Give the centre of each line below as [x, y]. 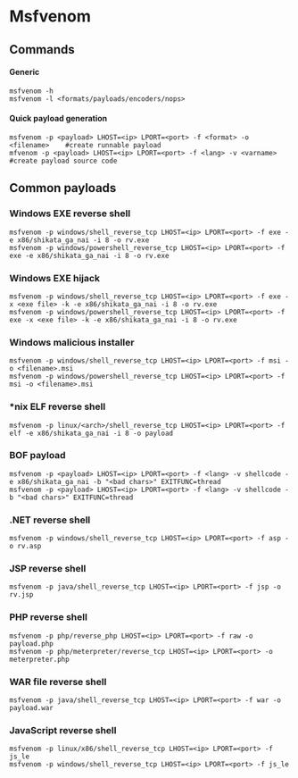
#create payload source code [63, 161]
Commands [42, 50]
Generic [25, 72]
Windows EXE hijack [55, 278]
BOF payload [37, 456]
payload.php [31, 644]
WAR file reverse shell [58, 682]
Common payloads [63, 188]
